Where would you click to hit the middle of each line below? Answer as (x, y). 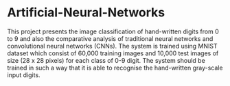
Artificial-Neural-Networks (86, 13)
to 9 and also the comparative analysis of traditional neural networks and (110, 38)
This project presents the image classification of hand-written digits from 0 (113, 31)
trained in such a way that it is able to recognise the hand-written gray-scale (115, 68)
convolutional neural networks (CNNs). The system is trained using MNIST (112, 46)
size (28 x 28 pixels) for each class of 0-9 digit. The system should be (106, 60)
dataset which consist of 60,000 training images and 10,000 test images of (113, 53)
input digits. (24, 75)
